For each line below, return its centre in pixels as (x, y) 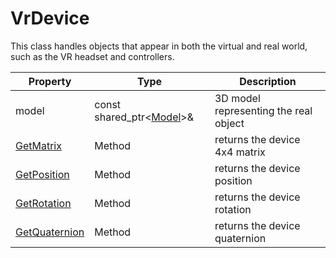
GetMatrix (38, 145)
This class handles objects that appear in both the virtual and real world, (159, 46)
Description (268, 81)
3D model (237, 98)
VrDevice (50, 18)
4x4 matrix (240, 152)
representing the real (263, 110)
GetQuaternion (50, 232)
